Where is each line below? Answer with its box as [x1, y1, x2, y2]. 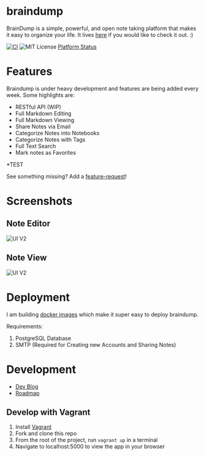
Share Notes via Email [15, 123, 71, 130]
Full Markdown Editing [15, 109, 72, 117]
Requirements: [6, 322, 43, 330]
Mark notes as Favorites [15, 149, 76, 156]
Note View [6, 253, 47, 263]
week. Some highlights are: [6, 91, 75, 99]
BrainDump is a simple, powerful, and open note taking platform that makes [6, 25, 196, 32]
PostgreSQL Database [15, 334, 72, 342]
